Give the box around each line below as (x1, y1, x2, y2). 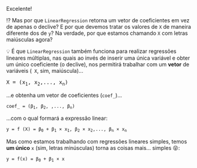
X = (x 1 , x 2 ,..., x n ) (6, 79, 68, 87)
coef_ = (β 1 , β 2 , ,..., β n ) (6, 103, 75, 110)
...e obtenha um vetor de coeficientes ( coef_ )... (6, 92, 123, 99)
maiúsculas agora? (6, 36, 53, 43)
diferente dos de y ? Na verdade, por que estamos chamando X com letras (6, 30, 188, 37)
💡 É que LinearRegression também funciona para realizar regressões (6, 48, 177, 55)
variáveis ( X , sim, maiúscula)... (6, 67, 83, 74)
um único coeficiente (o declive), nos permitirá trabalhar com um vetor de (6, 61, 190, 68)
